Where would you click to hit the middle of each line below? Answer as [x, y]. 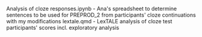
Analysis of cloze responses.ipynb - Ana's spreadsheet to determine [92, 9]
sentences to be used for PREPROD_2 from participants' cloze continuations [101, 15]
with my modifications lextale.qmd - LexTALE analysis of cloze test [89, 21]
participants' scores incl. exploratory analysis [63, 27]
